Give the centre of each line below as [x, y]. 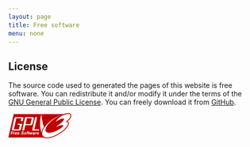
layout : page [30, 17]
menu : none [26, 33]
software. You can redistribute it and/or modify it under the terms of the [125, 94]
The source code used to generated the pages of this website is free [120, 85]
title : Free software [44, 25]
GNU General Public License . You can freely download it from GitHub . [122, 102]
